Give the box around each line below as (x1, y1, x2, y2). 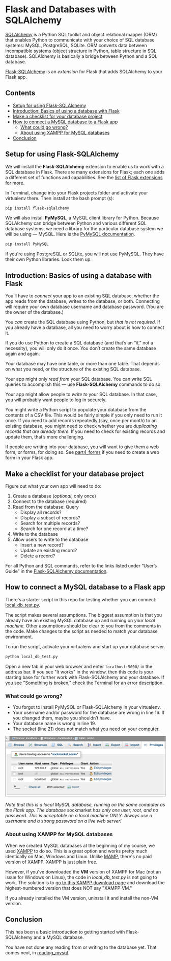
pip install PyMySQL (5, 242, 49, 247)
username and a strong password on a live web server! (5, 818, 122, 824)
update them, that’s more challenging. (5, 434, 85, 440)
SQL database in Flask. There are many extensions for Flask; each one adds (5, 169, 165, 175)
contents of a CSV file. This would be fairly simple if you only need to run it (5, 412, 162, 418)
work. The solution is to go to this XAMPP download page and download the (5, 879, 165, 886)
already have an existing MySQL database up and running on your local (5, 617, 155, 623)
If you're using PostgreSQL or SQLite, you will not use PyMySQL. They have (5, 251, 164, 257)
